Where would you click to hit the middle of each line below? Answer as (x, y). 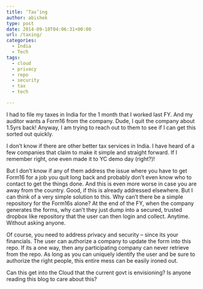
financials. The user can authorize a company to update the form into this (99, 241)
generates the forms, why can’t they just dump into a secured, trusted (94, 209)
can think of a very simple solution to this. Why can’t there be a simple (95, 197)
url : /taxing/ (24, 35)
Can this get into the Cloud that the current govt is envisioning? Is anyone (99, 272)
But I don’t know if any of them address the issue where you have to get (97, 171)
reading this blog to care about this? (52, 279)
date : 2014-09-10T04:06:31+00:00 (49, 29)
